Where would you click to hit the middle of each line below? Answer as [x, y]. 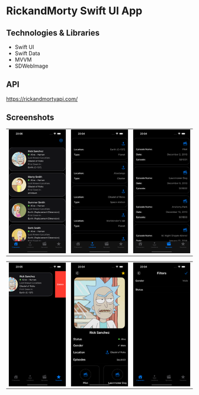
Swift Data [27, 53]
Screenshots [30, 118]
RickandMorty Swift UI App [74, 11]
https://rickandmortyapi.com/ [42, 98]
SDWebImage [31, 66]
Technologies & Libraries [53, 33]
